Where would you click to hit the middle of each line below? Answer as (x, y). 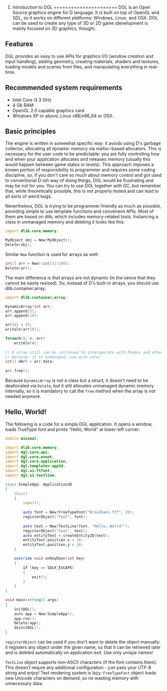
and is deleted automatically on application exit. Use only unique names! (79, 653)
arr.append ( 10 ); (22, 316)
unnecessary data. (24, 683)
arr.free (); (17, 371)
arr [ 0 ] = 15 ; (19, 325)
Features (19, 44)
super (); (32, 503)
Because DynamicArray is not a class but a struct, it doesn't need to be (77, 380)
